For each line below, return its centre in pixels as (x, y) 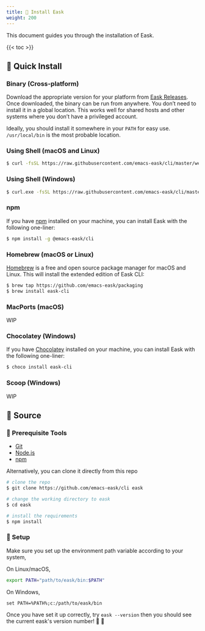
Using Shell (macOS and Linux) (53, 151)
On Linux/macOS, (28, 569)
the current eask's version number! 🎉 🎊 (56, 621)
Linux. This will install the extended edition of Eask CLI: (75, 274)
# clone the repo (28, 482)
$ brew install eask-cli (38, 291)
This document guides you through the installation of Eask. (80, 35)
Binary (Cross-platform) (43, 83)
